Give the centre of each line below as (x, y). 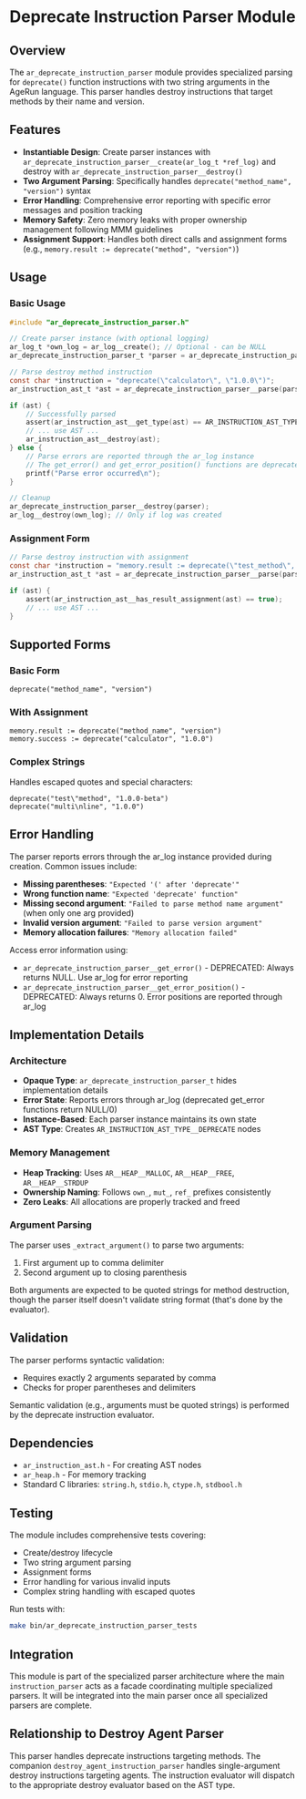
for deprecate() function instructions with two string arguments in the (140, 82)
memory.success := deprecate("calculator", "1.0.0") (112, 739)
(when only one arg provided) (78, 912)
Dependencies (51, 1443)
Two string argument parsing (77, 1563)
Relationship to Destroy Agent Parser (117, 1734)
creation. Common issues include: (73, 866)
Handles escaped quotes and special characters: (101, 782)
